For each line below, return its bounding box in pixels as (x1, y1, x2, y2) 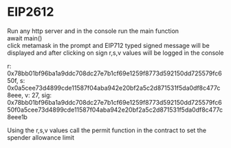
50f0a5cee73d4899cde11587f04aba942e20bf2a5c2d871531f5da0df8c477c (7, 106, 223, 114)
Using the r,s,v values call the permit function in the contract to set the (7, 126, 207, 134)
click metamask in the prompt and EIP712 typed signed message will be (7, 41, 210, 49)
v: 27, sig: (25, 90, 52, 99)
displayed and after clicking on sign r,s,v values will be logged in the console (7, 49, 224, 57)
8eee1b (7, 112, 27, 121)
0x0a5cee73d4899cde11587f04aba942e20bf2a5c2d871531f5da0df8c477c (7, 84, 221, 92)
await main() (7, 34, 43, 42)
